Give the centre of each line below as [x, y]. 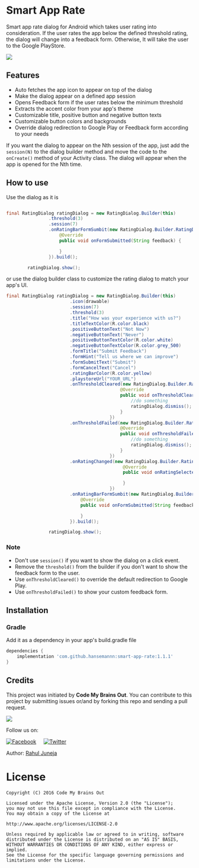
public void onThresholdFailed [158, 434]
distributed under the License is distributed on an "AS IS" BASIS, [92, 840]
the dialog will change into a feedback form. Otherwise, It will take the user [97, 39]
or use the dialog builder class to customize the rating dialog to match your [97, 279]
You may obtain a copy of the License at [58, 813]
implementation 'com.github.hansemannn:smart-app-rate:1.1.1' [95, 657]
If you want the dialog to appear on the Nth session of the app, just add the [98, 145]
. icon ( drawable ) [90, 302]
